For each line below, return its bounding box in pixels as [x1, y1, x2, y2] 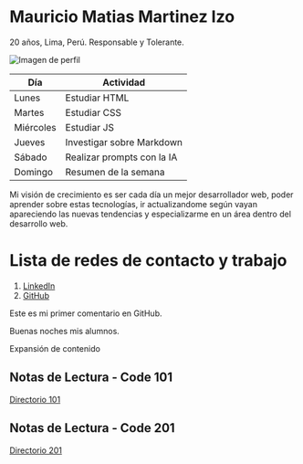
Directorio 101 [9, 394, 61, 405]
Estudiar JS [65, 121, 114, 133]
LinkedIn [22, 280, 56, 291]
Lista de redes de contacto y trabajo [9, 250, 287, 271]
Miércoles [14, 121, 57, 133]
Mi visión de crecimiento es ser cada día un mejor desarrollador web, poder [9, 189, 294, 200]
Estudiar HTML [65, 91, 130, 104]
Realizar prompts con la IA [65, 151, 178, 163]
